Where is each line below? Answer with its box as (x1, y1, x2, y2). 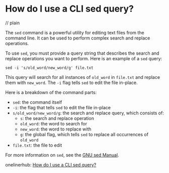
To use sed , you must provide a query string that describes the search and (5, 50, 160, 56)
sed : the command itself (12, 99, 62, 105)
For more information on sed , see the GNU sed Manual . (5, 152, 120, 158)
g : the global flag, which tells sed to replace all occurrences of (20, 131, 149, 137)
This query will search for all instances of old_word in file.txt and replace (5, 74, 160, 80)
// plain (5, 20, 20, 26)
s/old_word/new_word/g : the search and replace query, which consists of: (12, 110, 164, 116)
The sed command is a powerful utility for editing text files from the (5, 29, 145, 35)
